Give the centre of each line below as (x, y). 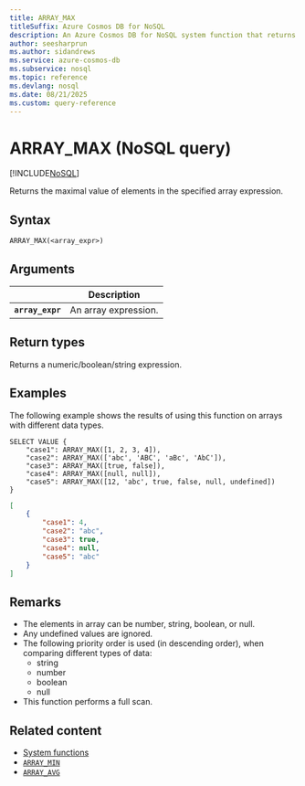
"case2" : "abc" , (73, 531)
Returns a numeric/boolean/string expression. (96, 364)
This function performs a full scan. (88, 702)
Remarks (36, 602)
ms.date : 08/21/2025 (49, 94)
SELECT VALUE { (38, 441)
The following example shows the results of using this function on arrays (146, 415)
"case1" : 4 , (65, 523)
